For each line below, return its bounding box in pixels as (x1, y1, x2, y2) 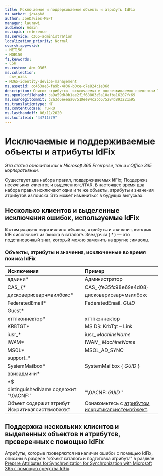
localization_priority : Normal (5, 39, 68, 44)
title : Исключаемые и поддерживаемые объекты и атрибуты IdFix (5, 7, 136, 12)
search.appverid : (5, 43, 40, 48)
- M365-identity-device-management (5, 79, 77, 84)
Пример (84, 267, 105, 274)
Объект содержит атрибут (7, 400, 70, 407)
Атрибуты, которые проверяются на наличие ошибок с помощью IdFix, (5, 450, 153, 456)
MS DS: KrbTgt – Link (84, 323, 133, 330)
